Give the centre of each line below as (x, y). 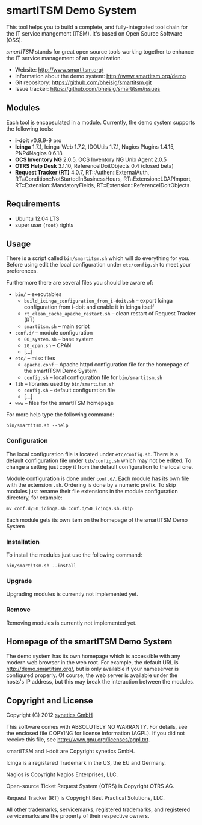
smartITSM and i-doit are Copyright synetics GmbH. (71, 751)
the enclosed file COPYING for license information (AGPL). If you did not (96, 733)
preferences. (22, 271)
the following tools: (30, 128)
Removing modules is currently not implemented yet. (72, 623)
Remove (19, 610)
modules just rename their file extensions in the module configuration (92, 491)
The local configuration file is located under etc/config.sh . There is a (92, 454)
